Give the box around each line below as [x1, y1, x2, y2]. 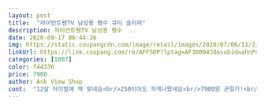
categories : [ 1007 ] [8, 56, 73, 64]
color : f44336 [8, 63, 55, 71]
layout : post [8, 11, 51, 20]
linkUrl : [8, 48, 37, 56]
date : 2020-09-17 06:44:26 [8, 33, 97, 42]
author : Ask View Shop [8, 77, 83, 85]
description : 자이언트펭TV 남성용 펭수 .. [8, 26, 136, 34]
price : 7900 [8, 70, 47, 78]
